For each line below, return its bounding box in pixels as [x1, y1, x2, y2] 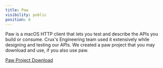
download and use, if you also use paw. [5, 47, 88, 54]
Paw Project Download [5, 57, 53, 63]
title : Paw [5, 7, 29, 13]
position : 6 [5, 17, 31, 22]
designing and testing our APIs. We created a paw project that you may [5, 42, 155, 48]
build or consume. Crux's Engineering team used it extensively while [5, 36, 150, 42]
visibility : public [5, 12, 47, 17]
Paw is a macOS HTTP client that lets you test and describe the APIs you [5, 31, 158, 37]
